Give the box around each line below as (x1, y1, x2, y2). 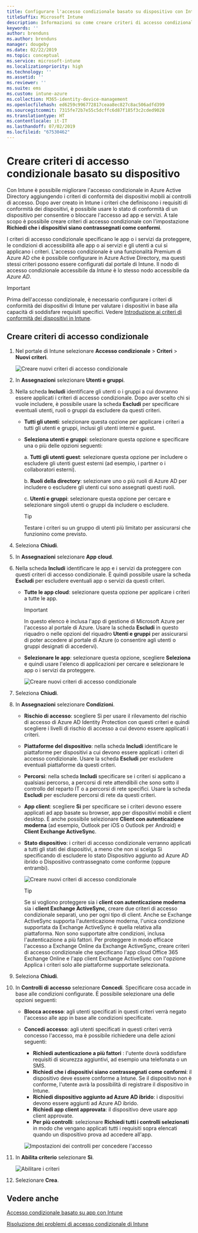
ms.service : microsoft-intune (6, 58, 81, 64)
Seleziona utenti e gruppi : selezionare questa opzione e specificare (24, 435, 189, 442)
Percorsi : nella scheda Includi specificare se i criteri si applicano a (24, 772, 186, 779)
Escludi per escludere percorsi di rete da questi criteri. (24, 791, 156, 798)
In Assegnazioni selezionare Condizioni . (15, 700, 115, 708)
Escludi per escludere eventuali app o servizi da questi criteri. (15, 577, 166, 584)
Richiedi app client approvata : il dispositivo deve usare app (32, 1106, 178, 1113)
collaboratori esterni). (24, 466, 76, 473)
